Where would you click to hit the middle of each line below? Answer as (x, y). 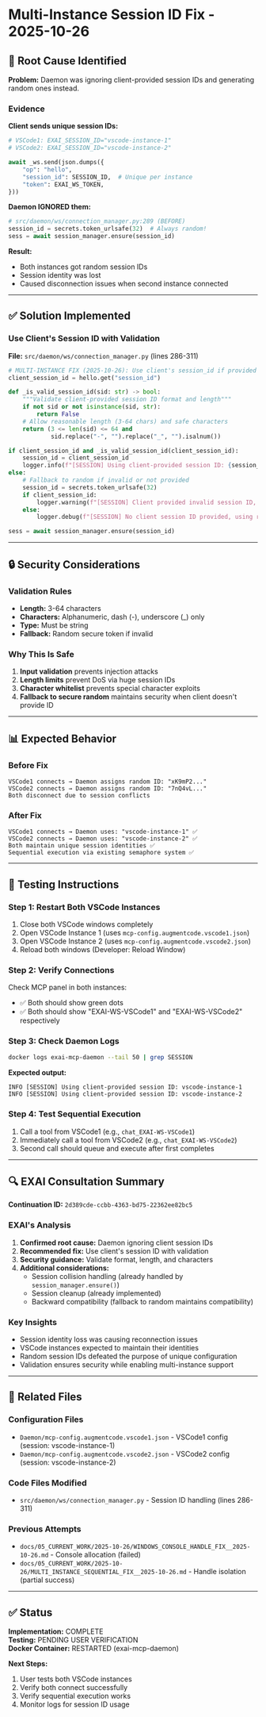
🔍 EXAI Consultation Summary (86, 1182)
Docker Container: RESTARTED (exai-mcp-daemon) (94, 1649)
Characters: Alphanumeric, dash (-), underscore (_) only (112, 617)
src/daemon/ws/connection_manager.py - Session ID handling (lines (127, 1500)
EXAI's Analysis (40, 1225)
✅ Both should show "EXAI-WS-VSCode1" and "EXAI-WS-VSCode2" (131, 1012)
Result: (20, 252)
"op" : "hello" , (47, 169)
